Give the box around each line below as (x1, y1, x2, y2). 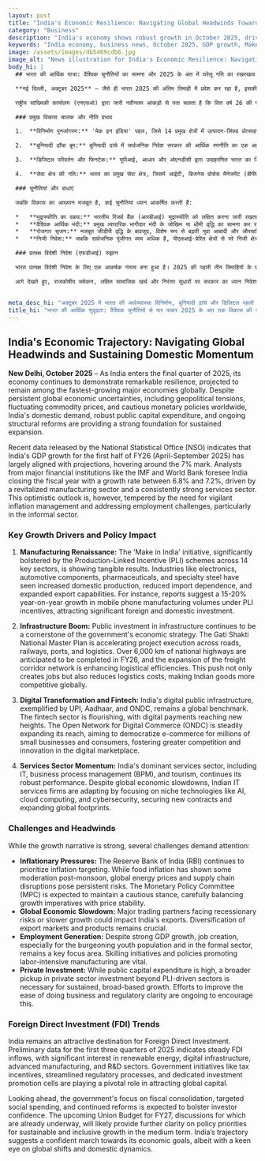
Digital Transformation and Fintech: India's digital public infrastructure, (19, 696, 254, 705)
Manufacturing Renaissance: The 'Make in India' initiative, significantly (19, 547, 253, 557)
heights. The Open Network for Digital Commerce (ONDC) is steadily (19, 720, 243, 731)
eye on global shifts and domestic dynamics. (8, 1144, 154, 1154)
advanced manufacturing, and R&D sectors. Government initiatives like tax (8, 1061, 250, 1071)
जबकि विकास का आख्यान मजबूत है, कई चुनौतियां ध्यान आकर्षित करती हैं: (15, 198, 193, 206)
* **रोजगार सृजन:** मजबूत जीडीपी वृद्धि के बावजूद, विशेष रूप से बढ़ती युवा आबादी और (15, 227, 239, 235)
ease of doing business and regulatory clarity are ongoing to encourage (19, 990, 254, 1000)
